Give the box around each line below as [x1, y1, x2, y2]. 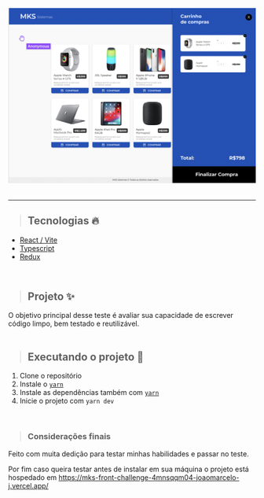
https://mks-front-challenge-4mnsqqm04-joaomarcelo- [58, 472, 240, 482]
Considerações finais [27, 431, 112, 442]
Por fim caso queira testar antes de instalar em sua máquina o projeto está [8, 464, 249, 474]
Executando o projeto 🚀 [27, 350, 144, 363]
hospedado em [8, 472, 57, 482]
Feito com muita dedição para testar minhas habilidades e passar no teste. [8, 448, 249, 459]
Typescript [19, 243, 55, 253]
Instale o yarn [19, 379, 64, 389]
